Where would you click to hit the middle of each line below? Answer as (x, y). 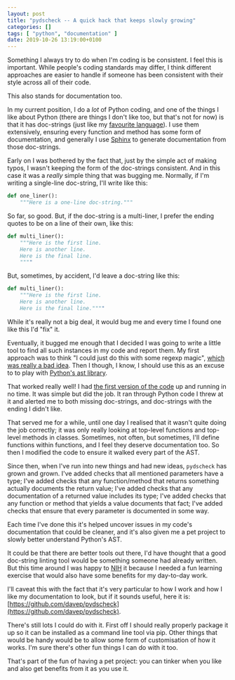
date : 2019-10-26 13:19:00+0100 (54, 40)
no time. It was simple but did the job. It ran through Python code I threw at (115, 394)
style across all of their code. (49, 82)
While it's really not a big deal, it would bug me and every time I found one (114, 321)
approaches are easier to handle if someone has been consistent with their (115, 75)
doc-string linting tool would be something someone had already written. (113, 560)
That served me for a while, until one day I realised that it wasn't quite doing (117, 422)
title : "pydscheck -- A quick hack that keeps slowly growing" (102, 20)
